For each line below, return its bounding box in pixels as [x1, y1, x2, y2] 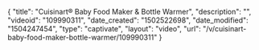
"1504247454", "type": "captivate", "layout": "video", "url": [7, 24, 202, 33]
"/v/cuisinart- [203, 24, 247, 33]
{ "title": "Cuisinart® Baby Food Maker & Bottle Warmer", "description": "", [7, 7, 252, 16]
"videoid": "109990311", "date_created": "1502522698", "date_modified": [7, 15, 249, 25]
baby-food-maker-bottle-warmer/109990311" [7, 32, 158, 42]
